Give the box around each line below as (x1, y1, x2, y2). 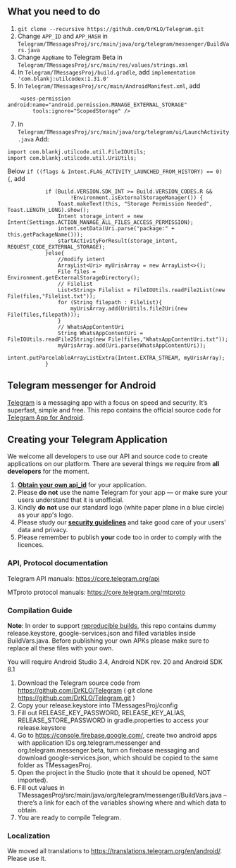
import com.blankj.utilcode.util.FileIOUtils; (7, 148, 147, 156)
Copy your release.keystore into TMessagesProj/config (17, 701, 178, 710)
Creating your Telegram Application (7, 434, 168, 446)
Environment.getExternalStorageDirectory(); (7, 274, 140, 281)
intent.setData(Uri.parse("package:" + (57, 225, 175, 232)
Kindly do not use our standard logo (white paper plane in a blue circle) (17, 503, 225, 512)
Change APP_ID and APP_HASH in (17, 32, 108, 40)
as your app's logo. (17, 510, 74, 520)
